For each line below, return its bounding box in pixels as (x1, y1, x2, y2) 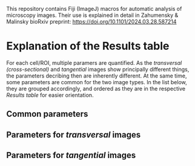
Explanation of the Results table (6, 39, 170, 53)
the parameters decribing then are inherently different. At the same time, (6, 72, 187, 79)
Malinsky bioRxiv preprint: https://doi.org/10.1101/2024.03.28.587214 (6, 18, 177, 25)
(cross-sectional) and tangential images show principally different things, (6, 65, 190, 73)
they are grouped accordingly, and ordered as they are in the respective (6, 85, 186, 92)
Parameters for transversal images (6, 130, 141, 140)
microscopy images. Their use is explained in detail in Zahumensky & (6, 12, 179, 19)
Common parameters (6, 109, 88, 119)
